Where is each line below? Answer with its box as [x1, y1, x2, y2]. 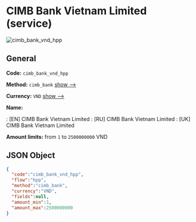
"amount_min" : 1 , [11, 199, 52, 205]
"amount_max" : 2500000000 [11, 205, 73, 211]
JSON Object [6, 150, 55, 161]
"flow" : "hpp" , [11, 177, 46, 183]
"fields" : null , [11, 194, 49, 199]
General [6, 53, 37, 64]
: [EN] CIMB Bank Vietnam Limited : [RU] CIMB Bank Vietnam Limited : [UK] [6, 115, 191, 122]
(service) [6, 17, 52, 30]
